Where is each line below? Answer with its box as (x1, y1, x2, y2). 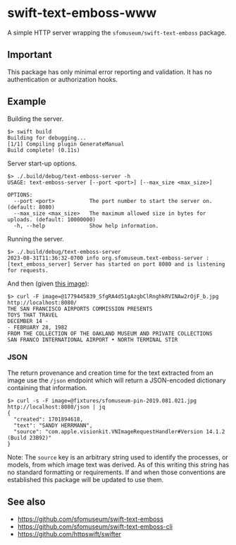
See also (7, 496, 46, 508)
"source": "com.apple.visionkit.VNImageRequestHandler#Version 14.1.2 (13, 428, 225, 435)
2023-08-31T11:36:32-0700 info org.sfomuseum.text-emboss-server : (7, 254, 210, 262)
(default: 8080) (7, 204, 55, 211)
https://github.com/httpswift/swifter (17, 529, 122, 538)
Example (7, 95, 46, 107)
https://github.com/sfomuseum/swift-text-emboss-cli (17, 522, 173, 531)
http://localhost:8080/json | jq (7, 403, 106, 411)
